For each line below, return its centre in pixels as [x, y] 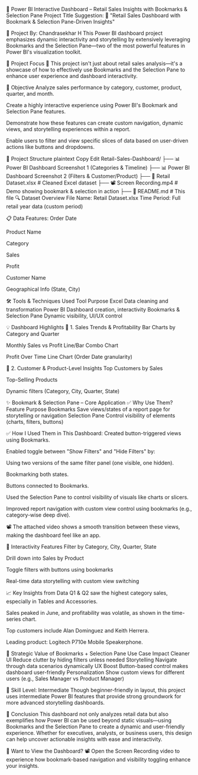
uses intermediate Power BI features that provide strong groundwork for [94, 696]
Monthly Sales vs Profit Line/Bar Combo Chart [62, 345]
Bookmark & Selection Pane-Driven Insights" [61, 22]
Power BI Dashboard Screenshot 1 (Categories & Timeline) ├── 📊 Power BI [98, 168]
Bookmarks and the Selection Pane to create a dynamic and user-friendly [95, 727]
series [14, 619]
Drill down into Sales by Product [45, 558]
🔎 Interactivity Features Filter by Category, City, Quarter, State [81, 547]
